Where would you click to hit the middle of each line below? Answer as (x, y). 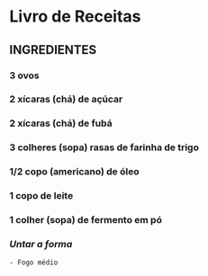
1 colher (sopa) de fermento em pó (86, 220)
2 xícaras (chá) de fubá (61, 123)
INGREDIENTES (53, 50)
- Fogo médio (34, 263)
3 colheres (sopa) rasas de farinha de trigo (104, 147)
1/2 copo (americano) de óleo (74, 172)
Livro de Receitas (75, 17)
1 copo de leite (41, 196)
